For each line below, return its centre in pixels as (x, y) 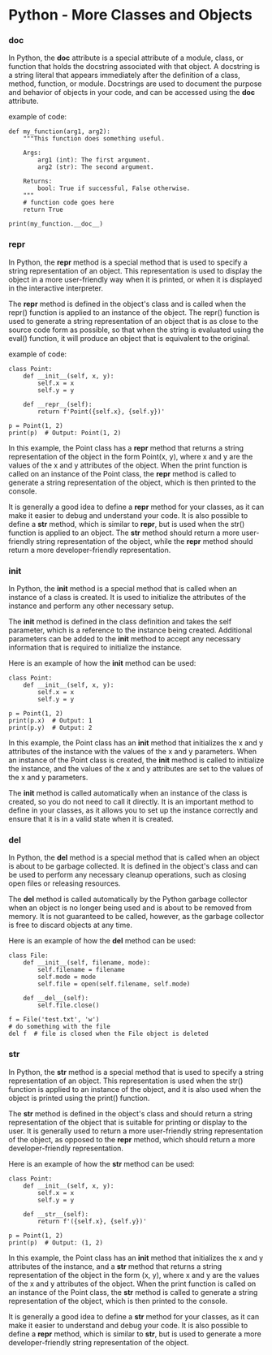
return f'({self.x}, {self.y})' (93, 1221)
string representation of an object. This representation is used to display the (135, 270)
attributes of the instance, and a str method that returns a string (115, 1266)
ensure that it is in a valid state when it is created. (91, 819)
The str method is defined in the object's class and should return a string (131, 1113)
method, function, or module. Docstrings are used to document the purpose (135, 84)
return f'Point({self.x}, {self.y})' (101, 412)
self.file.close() (69, 1005)
